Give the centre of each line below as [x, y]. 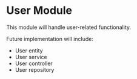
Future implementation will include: [50, 39]
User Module [39, 11]
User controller [34, 63]
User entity [29, 50]
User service [31, 57]
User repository [35, 69]
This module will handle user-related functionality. [69, 27]
